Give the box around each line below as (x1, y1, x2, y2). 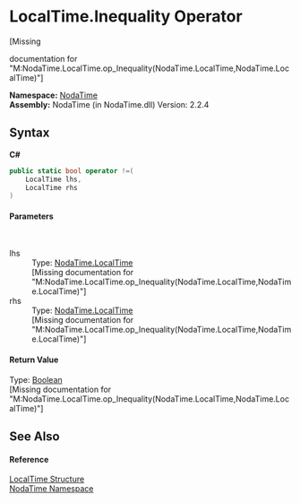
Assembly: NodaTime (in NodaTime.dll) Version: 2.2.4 (9, 99, 210, 109)
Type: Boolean (9, 374, 63, 385)
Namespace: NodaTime (9, 90, 99, 100)
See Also (9, 429, 60, 445)
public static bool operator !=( (9, 166, 134, 176)
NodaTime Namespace (9, 483, 94, 494)
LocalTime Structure (9, 473, 85, 485)
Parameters (9, 211, 54, 221)
